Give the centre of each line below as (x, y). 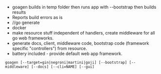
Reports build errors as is (37, 17)
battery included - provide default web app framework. (67, 54)
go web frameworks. (33, 38)
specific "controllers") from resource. (50, 48)
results (19, 12)
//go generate (26, 22)
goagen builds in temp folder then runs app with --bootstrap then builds (84, 7)
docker (19, 28)
